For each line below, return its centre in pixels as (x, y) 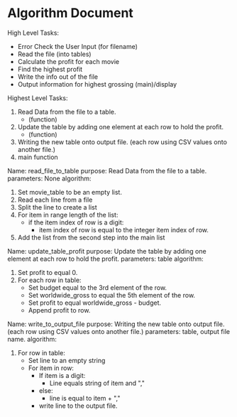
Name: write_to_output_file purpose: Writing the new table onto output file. (116, 324)
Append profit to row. (59, 310)
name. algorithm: (32, 339)
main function (38, 157)
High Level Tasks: (33, 33)
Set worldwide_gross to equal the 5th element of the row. (112, 295)
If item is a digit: (62, 375)
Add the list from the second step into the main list (91, 237)
